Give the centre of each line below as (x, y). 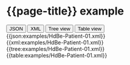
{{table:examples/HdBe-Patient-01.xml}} (57, 55)
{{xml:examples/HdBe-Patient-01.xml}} (55, 42)
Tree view (60, 29)
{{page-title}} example (65, 11)
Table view (90, 29)
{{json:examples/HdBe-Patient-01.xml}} (56, 36)
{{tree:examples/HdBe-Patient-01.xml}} (56, 49)
